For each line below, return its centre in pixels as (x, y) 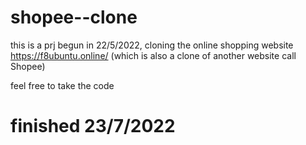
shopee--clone (74, 17)
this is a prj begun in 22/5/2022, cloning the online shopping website (152, 45)
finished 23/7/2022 (93, 126)
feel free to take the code (62, 85)
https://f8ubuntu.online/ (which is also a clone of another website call (153, 55)
